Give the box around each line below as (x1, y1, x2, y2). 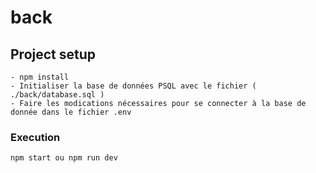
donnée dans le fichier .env (10, 107, 132, 117)
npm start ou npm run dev (10, 153, 118, 163)
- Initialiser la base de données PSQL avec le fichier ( (10, 81, 257, 91)
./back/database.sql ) (10, 90, 105, 100)
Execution (10, 130, 61, 144)
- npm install (10, 72, 70, 82)
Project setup (10, 46, 97, 63)
